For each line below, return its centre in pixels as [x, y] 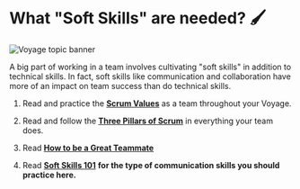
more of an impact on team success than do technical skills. [120, 85]
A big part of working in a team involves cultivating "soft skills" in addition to [150, 67]
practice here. [49, 175]
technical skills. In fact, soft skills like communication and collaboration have [150, 76]
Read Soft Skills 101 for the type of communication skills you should [151, 165]
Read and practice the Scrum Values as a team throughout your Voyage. [157, 103]
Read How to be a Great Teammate [88, 148]
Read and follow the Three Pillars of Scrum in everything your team [148, 121]
